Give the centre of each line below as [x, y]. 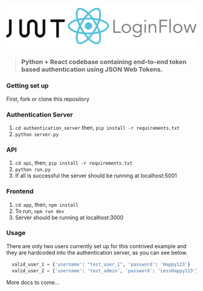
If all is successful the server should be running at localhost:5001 [96, 176]
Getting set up [27, 86]
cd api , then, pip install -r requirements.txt [74, 163]
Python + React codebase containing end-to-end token [104, 62]
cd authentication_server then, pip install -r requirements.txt [97, 127]
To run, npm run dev [40, 211]
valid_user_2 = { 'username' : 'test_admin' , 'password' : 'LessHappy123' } [105, 270]
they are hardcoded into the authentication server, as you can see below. [97, 252]
